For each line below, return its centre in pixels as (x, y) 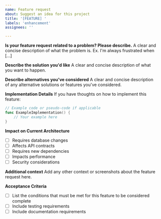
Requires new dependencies (40, 151)
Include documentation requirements (49, 212)
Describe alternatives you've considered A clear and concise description (79, 80)
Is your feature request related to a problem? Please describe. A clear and (80, 45)
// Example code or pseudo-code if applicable (53, 108)
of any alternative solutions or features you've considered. (64, 85)
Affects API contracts (33, 146)
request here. (18, 176)
